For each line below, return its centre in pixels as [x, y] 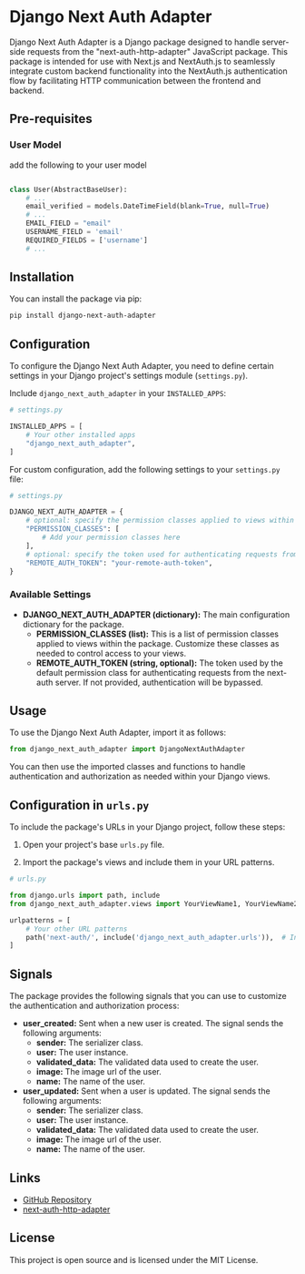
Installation [42, 277]
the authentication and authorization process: [94, 1006]
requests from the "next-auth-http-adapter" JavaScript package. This [157, 51]
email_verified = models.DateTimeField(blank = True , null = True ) [148, 207]
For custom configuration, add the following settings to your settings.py [145, 469]
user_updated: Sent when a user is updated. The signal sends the [146, 1091]
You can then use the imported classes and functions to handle [128, 767]
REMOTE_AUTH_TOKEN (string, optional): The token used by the [159, 663]
